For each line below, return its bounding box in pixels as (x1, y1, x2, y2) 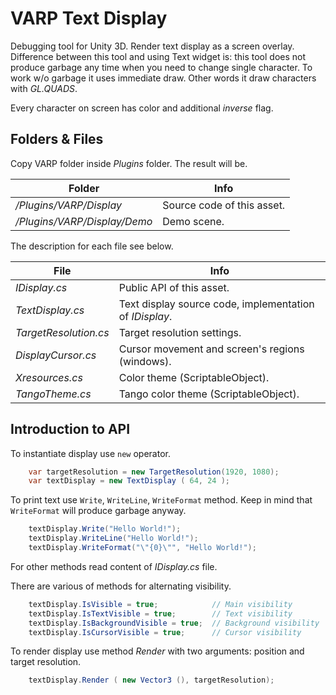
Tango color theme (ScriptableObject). (118, 387, 300, 401)
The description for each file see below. (10, 240, 174, 252)
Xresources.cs (15, 370, 83, 384)
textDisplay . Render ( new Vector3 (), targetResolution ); (28, 675, 275, 686)
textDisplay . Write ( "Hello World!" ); (28, 524, 182, 534)
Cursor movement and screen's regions (118, 342, 305, 356)
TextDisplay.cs (15, 303, 85, 317)
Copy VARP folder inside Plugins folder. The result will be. (10, 157, 248, 169)
